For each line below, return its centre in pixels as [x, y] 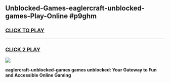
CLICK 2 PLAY [23, 49]
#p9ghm [83, 16]
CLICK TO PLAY [25, 31]
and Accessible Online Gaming [38, 75]
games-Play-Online [37, 16]
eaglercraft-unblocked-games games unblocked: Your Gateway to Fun [81, 69]
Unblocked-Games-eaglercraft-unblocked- [75, 8]
